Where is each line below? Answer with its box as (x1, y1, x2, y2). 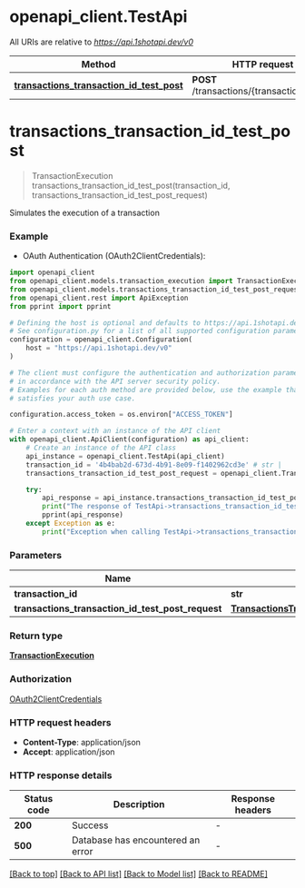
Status (24, 793, 54, 805)
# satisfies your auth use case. (9, 393, 136, 403)
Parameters (9, 548, 62, 561)
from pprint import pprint (9, 301, 112, 311)
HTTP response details (9, 769, 113, 782)
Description (113, 798, 165, 811)
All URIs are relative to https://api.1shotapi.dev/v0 (9, 36, 193, 47)
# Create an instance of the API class (25, 443, 177, 453)
